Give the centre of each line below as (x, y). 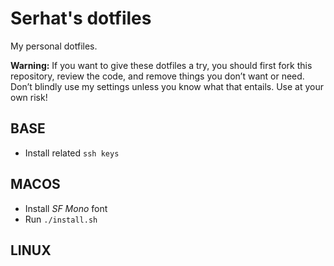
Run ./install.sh (61, 219)
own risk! (29, 97)
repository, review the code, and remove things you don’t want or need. (157, 76)
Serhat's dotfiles (81, 18)
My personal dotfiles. (54, 46)
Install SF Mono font (66, 208)
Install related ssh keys (72, 153)
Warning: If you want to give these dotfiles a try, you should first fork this (161, 65)
